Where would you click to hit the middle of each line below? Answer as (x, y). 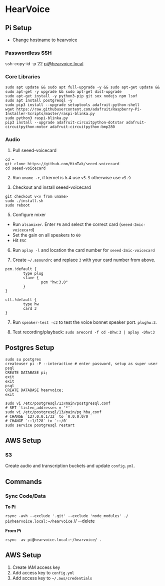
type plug (33, 273)
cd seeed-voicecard (25, 168)
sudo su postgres (23, 359)
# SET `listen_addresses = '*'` (39, 408)
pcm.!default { (21, 269)
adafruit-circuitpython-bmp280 (82, 127)
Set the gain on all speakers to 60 (46, 235)
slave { (31, 278)
